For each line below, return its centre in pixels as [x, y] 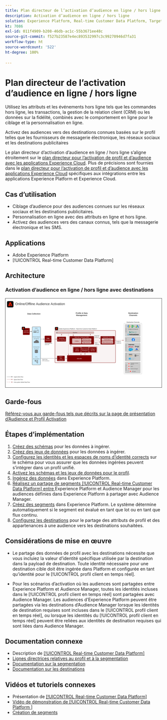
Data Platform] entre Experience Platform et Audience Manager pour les [86, 488]
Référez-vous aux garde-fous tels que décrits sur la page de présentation [80, 414]
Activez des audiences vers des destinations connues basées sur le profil [80, 132]
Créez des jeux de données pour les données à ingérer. [69, 452]
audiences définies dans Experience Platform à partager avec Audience [85, 494]
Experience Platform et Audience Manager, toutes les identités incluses [85, 589]
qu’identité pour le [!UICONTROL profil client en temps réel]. [74, 574]
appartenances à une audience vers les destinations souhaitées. [78, 525]
